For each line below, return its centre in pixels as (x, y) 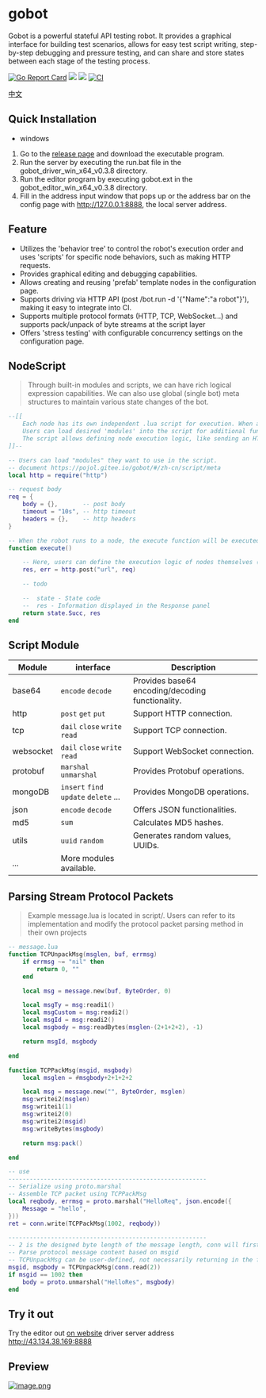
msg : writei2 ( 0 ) (47, 1114)
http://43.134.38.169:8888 (50, 1342)
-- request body (35, 490)
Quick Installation (53, 119)
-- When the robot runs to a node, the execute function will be (118, 540)
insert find (82, 787)
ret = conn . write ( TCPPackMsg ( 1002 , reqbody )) (84, 1223)
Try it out (31, 1314)
